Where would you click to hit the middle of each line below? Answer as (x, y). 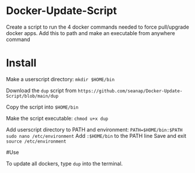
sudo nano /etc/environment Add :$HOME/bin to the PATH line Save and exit (96, 136)
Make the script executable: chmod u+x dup (57, 118)
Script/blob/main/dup (32, 96)
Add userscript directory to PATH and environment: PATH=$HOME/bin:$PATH (94, 129)
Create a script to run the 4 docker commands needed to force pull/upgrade (98, 27)
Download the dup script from (41, 90)
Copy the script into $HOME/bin (42, 107)
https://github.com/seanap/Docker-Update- (130, 91)
